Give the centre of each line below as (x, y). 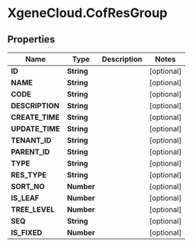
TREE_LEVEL (33, 209)
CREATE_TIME (35, 117)
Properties (31, 39)
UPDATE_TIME (35, 129)
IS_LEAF (25, 198)
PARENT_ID (31, 152)
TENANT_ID (31, 140)
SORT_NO (28, 186)
